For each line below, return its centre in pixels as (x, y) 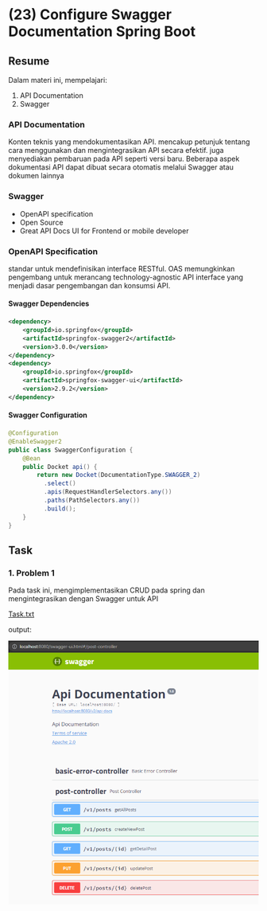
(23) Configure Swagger (90, 15)
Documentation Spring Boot (102, 31)
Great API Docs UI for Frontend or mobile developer (104, 231)
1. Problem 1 (32, 573)
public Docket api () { (60, 467)
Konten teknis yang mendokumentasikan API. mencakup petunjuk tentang (129, 142)
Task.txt (21, 614)
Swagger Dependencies (49, 303)
